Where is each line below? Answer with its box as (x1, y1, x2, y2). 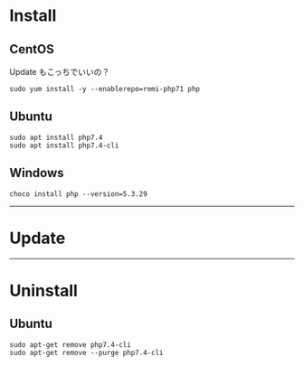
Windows (9, 165, 64, 181)
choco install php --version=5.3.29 (9, 189, 147, 199)
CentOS (9, 42, 54, 57)
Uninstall (9, 280, 79, 301)
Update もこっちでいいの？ (9, 67, 110, 77)
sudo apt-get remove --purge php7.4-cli (9, 348, 165, 357)
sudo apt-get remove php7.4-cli (9, 340, 131, 349)
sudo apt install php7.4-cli (9, 141, 119, 150)
